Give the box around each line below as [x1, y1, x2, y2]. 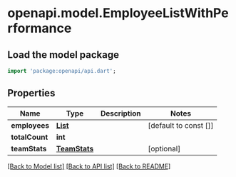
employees [11, 120, 50, 130]
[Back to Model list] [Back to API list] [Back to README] [7, 162, 171, 171]
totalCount [11, 132, 48, 142]
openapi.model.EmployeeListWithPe [7, 5, 230, 21]
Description [100, 108, 141, 118]
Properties [7, 87, 56, 99]
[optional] [148, 143, 181, 153]
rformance [7, 20, 72, 36]
